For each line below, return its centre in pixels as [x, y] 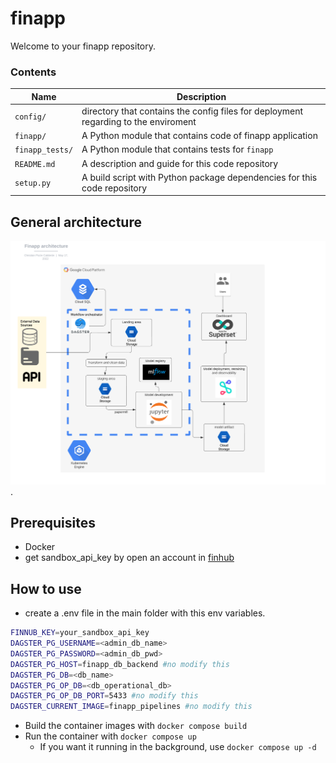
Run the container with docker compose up [110, 736]
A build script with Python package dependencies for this [199, 177]
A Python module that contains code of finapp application [199, 136]
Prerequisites [53, 523]
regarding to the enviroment [139, 121]
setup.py [33, 183]
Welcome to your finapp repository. [83, 46]
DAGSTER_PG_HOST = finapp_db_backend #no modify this [120, 664]
